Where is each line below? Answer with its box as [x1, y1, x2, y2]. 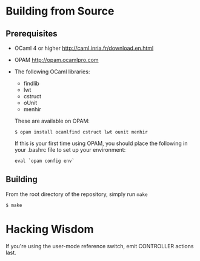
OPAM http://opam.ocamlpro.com [14, 56, 99, 63]
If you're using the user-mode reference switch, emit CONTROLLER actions [5, 242, 194, 249]
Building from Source [5, 4, 115, 18]
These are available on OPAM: [14, 117, 90, 124]
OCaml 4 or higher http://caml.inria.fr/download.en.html [14, 44, 154, 52]
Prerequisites [5, 29, 58, 39]
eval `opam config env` [14, 158, 75, 164]
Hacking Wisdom [5, 223, 94, 236]
